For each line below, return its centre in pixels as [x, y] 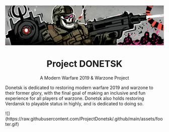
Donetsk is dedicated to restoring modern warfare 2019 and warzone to [79, 87]
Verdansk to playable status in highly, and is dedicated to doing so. [74, 103]
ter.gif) [12, 124]
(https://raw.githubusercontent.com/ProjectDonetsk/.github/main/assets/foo [84, 118]
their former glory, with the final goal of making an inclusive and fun [75, 93]
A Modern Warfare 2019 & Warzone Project [84, 78]
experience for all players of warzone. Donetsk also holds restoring [75, 98]
